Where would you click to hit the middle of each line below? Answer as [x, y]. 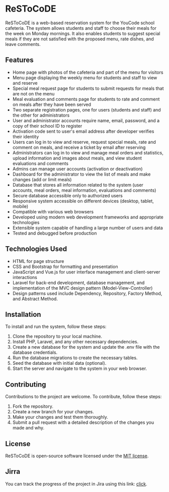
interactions [25, 277]
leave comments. [23, 44]
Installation [23, 314]
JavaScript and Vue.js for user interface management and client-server [86, 272]
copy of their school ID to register [47, 126]
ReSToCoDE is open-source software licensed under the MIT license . [77, 456]
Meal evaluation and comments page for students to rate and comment [86, 99]
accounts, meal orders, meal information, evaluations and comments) [84, 190]
